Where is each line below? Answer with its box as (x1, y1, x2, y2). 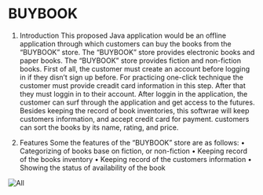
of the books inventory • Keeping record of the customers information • (19, 154, 253, 164)
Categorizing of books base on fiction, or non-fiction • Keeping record (19, 146, 247, 156)
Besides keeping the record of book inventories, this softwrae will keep (19, 105, 250, 115)
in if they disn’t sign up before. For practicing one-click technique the (19, 72, 243, 82)
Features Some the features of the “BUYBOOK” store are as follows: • (19, 138, 246, 147)
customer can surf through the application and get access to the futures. (19, 97, 255, 107)
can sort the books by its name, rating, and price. (19, 123, 179, 132)
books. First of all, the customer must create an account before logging (19, 64, 250, 73)
